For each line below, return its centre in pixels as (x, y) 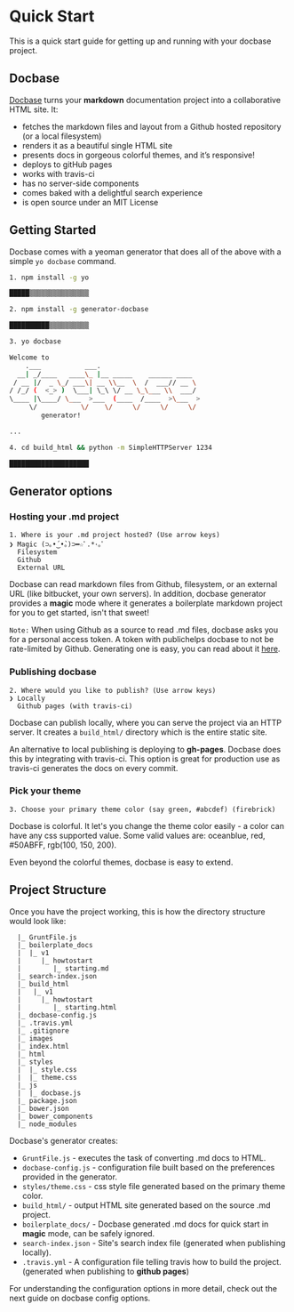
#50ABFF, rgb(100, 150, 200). (63, 845)
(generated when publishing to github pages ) (105, 1271)
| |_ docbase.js (49, 1093)
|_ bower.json (43, 1108)
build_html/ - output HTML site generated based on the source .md (146, 1205)
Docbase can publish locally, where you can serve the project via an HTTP (146, 722)
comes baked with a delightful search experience (112, 192)
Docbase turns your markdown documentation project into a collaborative (145, 100)
